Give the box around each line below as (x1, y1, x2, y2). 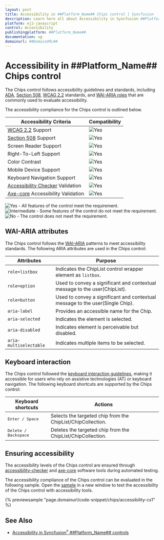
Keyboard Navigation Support (7, 174, 76, 181)
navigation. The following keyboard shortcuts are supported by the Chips (5, 381, 152, 387)
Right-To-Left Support (7, 150, 60, 157)
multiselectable (7, 342, 45, 348)
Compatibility (88, 118, 121, 125)
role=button (7, 297, 36, 303)
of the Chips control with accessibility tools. (5, 488, 93, 493)
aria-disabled (7, 327, 41, 333)
